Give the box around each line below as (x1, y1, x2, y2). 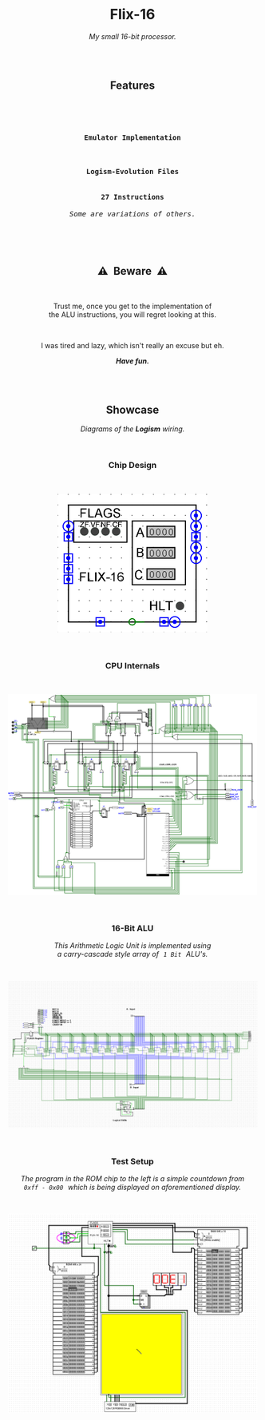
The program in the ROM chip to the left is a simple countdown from (20, 1174, 245, 1184)
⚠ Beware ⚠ (97, 264, 168, 278)
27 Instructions (101, 192, 164, 201)
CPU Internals (105, 660, 160, 671)
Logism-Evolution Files (85, 167, 180, 176)
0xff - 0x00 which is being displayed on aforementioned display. (23, 1183, 242, 1192)
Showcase (105, 403, 160, 416)
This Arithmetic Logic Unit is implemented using (53, 941, 212, 950)
